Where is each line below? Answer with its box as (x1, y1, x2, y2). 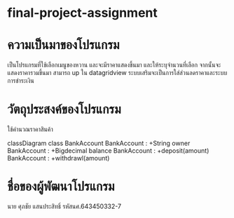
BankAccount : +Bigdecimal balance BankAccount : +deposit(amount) (7, 147, 209, 155)
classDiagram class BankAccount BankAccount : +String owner (7, 139, 191, 148)
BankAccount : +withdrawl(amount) (7, 154, 110, 163)
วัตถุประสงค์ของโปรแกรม (7, 102, 121, 117)
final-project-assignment (7, 5, 158, 21)
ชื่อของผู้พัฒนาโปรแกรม (7, 179, 115, 194)
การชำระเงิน (7, 76, 34, 85)
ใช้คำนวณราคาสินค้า (7, 125, 54, 134)
